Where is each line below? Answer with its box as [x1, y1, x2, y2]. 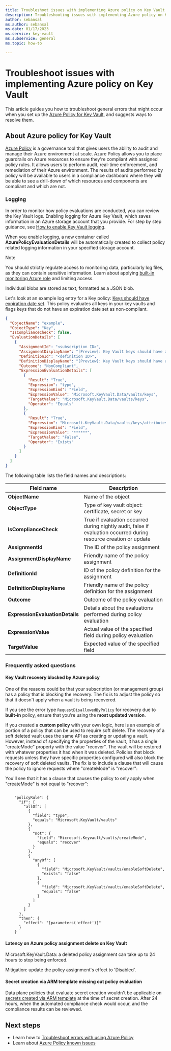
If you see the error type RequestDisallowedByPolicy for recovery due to [5, 706, 156, 713]
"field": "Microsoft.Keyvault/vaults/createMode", [37, 835, 147, 840]
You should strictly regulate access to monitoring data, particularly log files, [5, 264, 164, 270]
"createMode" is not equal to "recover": [5, 781, 89, 787]
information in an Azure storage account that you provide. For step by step [5, 218, 162, 224]
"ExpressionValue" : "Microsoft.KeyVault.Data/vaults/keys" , [27, 392, 158, 397]
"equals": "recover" [37, 839, 81, 845]
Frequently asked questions [5, 661, 76, 669]
